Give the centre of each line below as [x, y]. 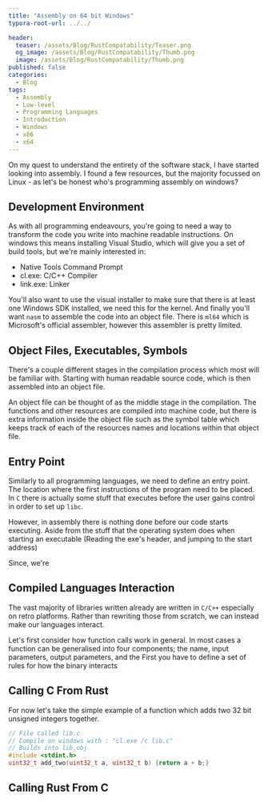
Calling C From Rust [58, 691]
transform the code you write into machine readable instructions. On [121, 235]
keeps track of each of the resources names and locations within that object [134, 428]
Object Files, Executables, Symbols [98, 351]
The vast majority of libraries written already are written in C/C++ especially [131, 607]
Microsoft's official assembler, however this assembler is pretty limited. [125, 325]
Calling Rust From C [58, 788]
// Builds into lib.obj [48, 748]
